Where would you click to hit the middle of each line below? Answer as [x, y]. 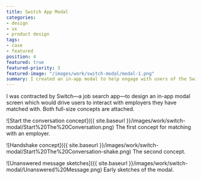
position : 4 [21, 57]
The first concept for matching [153, 127]
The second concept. [159, 152]
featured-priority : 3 [33, 68]
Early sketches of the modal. [139, 170]
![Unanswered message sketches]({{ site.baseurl [67, 163]
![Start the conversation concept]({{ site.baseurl [66, 121]
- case [14, 46]
